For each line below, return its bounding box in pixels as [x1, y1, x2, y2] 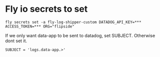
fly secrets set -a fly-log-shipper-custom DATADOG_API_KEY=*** [5, 20, 142, 25]
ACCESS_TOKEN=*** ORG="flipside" [5, 24, 75, 29]
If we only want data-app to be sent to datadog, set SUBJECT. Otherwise [5, 32, 156, 38]
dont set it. [5, 38, 27, 44]
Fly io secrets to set [5, 3, 88, 15]
